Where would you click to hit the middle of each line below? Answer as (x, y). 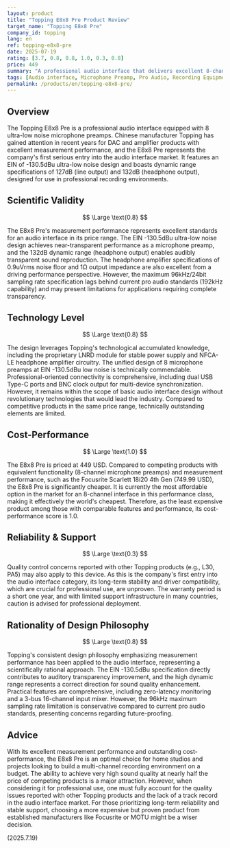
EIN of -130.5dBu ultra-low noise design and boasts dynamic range (102, 165)
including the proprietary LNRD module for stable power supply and (103, 355)
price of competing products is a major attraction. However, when (100, 781)
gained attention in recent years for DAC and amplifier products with (103, 143)
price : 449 (23, 65)
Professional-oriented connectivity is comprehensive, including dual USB (110, 377)
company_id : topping (37, 33)
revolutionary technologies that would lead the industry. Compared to (105, 398)
